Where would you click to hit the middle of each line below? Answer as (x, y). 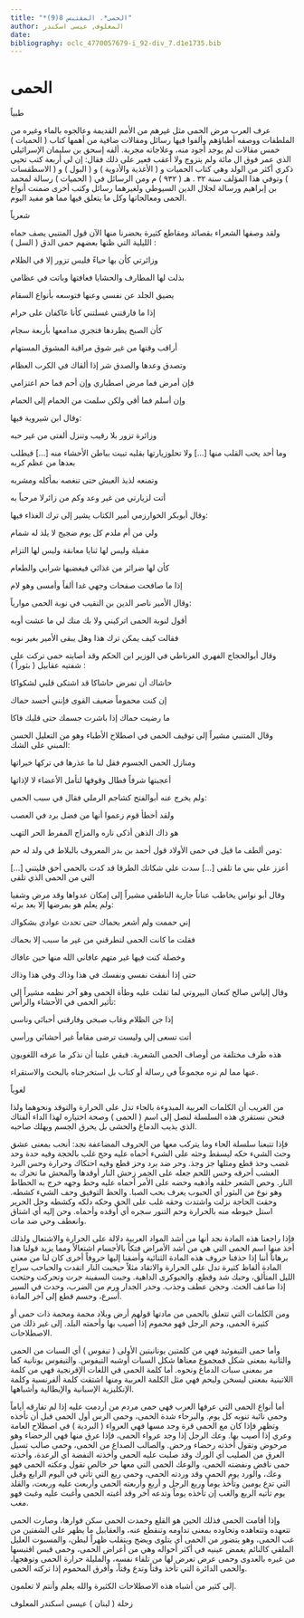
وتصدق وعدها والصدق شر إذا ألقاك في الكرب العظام (98, 365)
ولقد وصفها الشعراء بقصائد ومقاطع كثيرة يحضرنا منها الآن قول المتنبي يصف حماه (145, 233)
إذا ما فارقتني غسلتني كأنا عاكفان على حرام (83, 312)
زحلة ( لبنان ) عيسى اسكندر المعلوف (72, 1604)
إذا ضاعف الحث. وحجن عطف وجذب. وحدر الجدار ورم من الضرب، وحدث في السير (148, 1287)
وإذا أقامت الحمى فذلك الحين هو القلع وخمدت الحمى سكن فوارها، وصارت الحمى (145, 1520)
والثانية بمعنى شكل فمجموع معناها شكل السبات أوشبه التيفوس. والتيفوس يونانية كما (151, 1360)
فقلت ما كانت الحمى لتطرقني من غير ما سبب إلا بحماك (103, 940)
